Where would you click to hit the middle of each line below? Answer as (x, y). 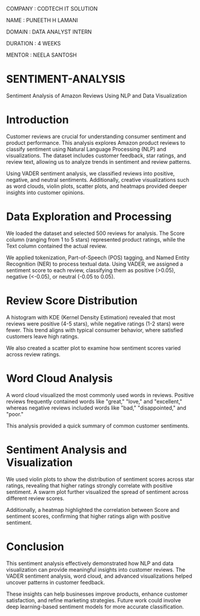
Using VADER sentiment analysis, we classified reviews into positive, (90, 173)
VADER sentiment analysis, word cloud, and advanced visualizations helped (99, 576)
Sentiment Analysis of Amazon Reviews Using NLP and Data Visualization (96, 96)
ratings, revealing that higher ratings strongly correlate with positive (90, 485)
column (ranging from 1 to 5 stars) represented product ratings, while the (96, 239)
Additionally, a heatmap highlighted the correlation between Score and (93, 510)
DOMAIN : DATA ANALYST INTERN (49, 32)
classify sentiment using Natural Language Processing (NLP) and (86, 149)
